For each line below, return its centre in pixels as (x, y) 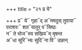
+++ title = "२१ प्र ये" (29, 9)
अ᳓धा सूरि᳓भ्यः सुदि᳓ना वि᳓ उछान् (37, 40)
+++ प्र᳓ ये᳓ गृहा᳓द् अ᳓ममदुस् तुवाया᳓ (41, 21)
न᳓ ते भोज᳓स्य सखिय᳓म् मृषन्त (34, 34)
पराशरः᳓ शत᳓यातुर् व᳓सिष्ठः (31, 27)
